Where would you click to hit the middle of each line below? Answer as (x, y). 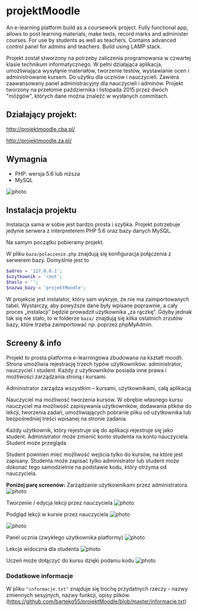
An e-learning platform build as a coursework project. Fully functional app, (97, 27)
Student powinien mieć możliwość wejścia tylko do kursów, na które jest (95, 454)
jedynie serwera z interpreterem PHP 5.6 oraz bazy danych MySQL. (89, 231)
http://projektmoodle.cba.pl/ (41, 129)
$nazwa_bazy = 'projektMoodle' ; (46, 288)
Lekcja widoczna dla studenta (43, 548)
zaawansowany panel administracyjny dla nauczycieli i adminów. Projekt (95, 83)
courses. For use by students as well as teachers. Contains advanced (91, 40)
